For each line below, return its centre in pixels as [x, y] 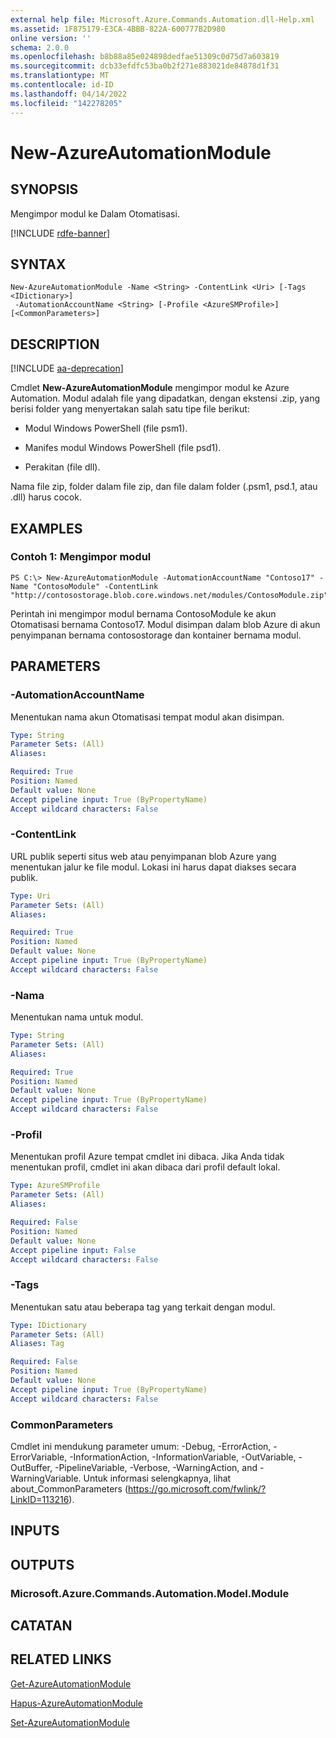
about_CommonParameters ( [69, 1488]
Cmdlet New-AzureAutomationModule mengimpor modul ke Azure [150, 388]
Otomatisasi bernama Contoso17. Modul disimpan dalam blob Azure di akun [165, 624]
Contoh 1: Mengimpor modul [81, 557]
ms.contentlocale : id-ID [62, 85]
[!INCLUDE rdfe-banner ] [60, 233]
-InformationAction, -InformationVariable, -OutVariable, [183, 1457]
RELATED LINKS [61, 1659]
